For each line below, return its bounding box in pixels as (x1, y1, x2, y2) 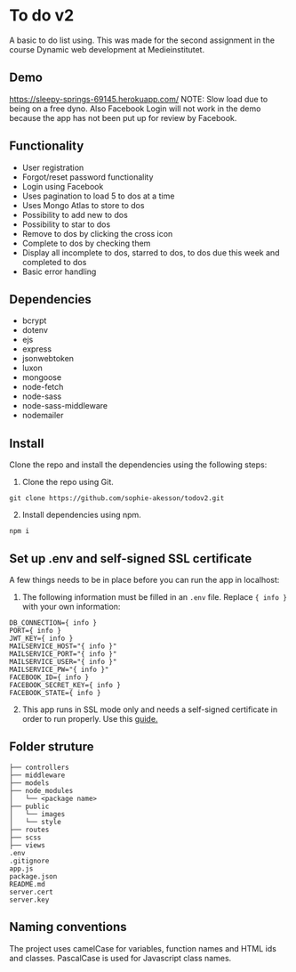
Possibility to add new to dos (21, 209, 129, 220)
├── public (9, 802, 50, 811)
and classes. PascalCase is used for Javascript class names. (9, 952, 232, 963)
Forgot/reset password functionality (21, 171, 154, 182)
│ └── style (9, 817, 62, 826)
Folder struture (9, 740, 94, 755)
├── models (9, 778, 50, 788)
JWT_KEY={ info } (9, 634, 74, 643)
